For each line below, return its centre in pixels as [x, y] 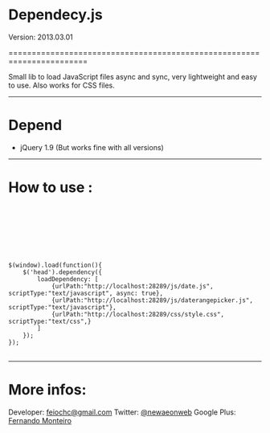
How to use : [51, 188]
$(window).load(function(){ [55, 265]
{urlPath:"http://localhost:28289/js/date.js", [133, 286]
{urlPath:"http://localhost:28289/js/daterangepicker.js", [152, 300]
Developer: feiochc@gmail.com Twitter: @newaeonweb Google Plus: [122, 412]
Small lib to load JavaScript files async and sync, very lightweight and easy [133, 76]
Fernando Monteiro [40, 420]
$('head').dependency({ [63, 272]
